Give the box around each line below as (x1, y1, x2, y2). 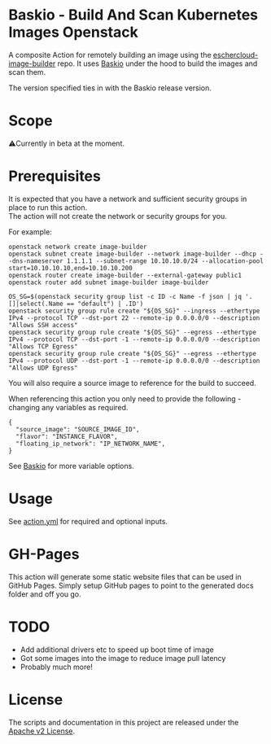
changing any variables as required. (8, 402, 129, 412)
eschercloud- (212, 50, 259, 59)
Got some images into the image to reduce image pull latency (20, 653, 226, 663)
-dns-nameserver (8, 256, 63, 265)
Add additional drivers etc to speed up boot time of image (20, 645, 214, 654)
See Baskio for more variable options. (8, 461, 134, 470)
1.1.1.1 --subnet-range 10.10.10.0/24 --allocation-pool (66, 256, 264, 265)
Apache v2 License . (8, 726, 76, 736)
